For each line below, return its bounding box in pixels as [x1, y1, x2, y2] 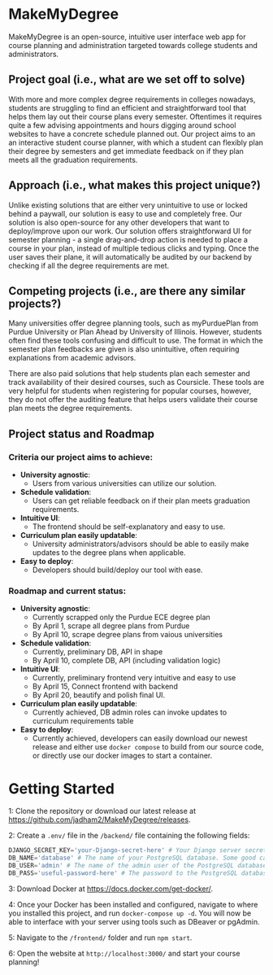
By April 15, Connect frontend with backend [32, 681, 179, 692]
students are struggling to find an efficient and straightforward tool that [8, 103, 246, 112]
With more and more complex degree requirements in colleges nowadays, [8, 94, 256, 104]
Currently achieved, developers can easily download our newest [32, 733, 248, 743]
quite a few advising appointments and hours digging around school [8, 120, 236, 130]
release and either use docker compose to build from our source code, [32, 742, 264, 752]
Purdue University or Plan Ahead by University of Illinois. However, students [8, 327, 262, 337]
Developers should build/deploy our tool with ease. [32, 565, 203, 575]
